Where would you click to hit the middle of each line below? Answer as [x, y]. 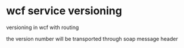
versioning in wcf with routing [43, 27]
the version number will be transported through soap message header [92, 39]
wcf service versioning [64, 11]
